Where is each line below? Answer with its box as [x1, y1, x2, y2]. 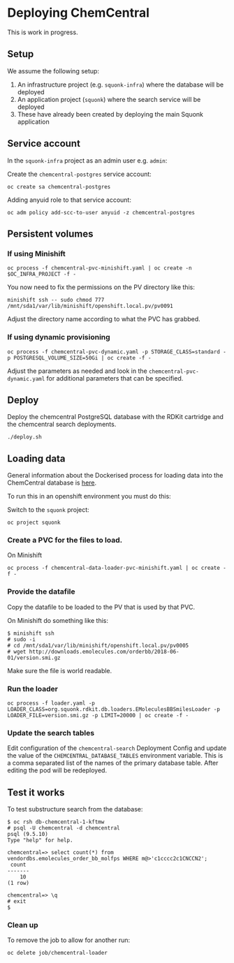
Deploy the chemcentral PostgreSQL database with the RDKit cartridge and [7, 413, 224, 421]
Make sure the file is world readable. [7, 666, 112, 675]
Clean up [7, 920, 38, 930]
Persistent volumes [7, 228, 94, 240]
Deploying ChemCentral [7, 5, 150, 21]
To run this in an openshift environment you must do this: [7, 492, 171, 501]
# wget [7, 648, 27, 655]
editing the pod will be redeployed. [7, 766, 107, 774]
